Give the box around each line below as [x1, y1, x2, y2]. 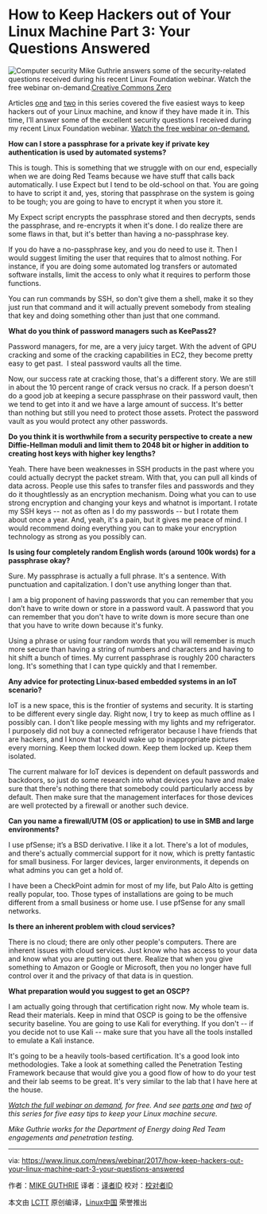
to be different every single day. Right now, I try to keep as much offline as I [8, 709, 255, 719]
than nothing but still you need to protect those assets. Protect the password [8, 408, 259, 417]
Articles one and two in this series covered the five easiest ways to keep [8, 98, 245, 108]
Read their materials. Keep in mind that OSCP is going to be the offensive [8, 1010, 248, 1020]
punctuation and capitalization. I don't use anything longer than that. [8, 579, 232, 589]
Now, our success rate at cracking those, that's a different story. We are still [8, 374, 257, 383]
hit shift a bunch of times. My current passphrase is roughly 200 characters [8, 652, 256, 662]
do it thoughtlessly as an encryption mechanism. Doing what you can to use [8, 489, 257, 499]
